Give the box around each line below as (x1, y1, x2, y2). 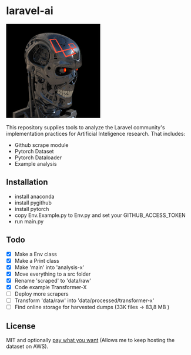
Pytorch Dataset (14, 148, 54, 155)
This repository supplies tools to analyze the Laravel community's (6, 123, 165, 130)
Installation (6, 177, 48, 187)
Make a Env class (14, 250, 57, 257)
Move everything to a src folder (14, 270, 91, 277)
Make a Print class (14, 257, 60, 264)
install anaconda (14, 193, 55, 200)
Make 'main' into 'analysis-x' (14, 263, 84, 271)
